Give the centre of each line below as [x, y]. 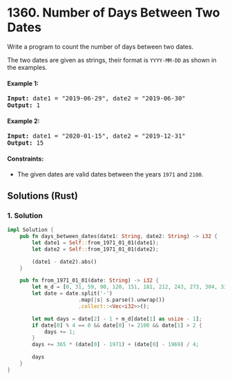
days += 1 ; [60, 332]
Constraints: [26, 159]
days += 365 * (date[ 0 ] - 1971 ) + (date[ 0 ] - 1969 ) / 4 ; [116, 345]
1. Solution [25, 215]
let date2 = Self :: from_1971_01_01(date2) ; [95, 249]
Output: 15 [26, 143]
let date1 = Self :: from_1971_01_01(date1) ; [95, 243]
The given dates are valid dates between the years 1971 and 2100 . [110, 174]
